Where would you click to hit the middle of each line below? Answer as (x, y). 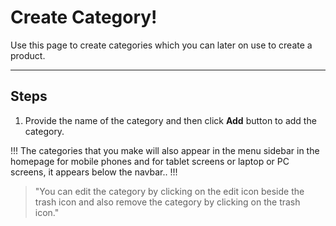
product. (28, 55)
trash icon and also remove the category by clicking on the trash (167, 202)
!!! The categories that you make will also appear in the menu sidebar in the (165, 150)
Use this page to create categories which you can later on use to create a (161, 45)
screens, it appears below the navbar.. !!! (94, 172)
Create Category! (84, 17)
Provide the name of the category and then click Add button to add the (170, 120)
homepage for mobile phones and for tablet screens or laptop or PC (150, 161)
